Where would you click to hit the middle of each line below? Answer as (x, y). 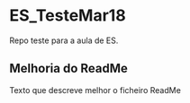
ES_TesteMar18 (68, 16)
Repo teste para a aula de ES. (64, 40)
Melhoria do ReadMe (69, 69)
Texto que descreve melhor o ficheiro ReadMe (95, 90)
